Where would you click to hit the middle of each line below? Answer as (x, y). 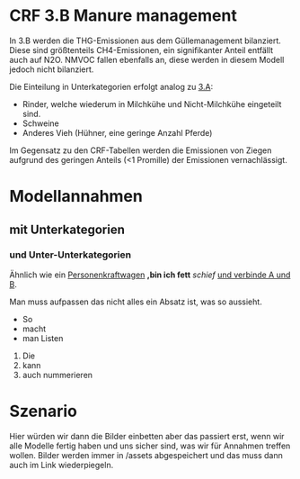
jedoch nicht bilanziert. (52, 69)
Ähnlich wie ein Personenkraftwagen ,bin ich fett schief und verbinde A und (150, 275)
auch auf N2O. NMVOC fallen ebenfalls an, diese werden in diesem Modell (147, 59)
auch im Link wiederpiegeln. (62, 465)
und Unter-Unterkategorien (71, 255)
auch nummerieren (57, 375)
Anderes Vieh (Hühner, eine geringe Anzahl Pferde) (117, 132)
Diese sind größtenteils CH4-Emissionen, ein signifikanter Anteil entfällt (141, 50)
